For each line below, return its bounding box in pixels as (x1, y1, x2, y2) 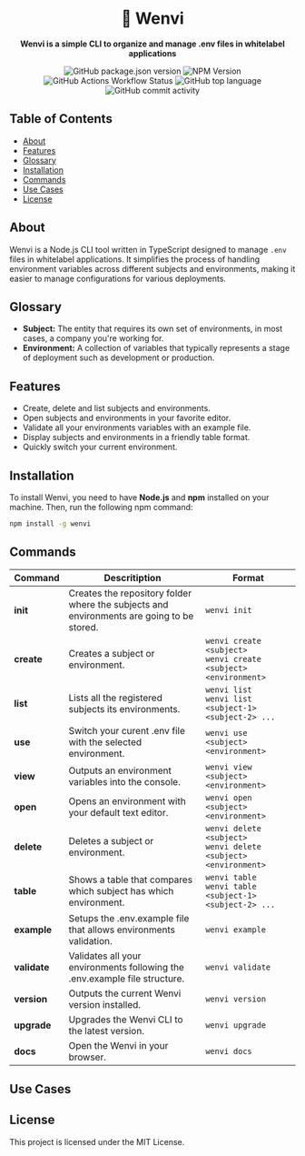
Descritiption (103, 571, 162, 584)
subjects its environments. (68, 702, 181, 715)
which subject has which (68, 884, 174, 897)
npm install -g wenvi (9, 519, 92, 528)
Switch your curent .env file (68, 724, 186, 737)
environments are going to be (68, 609, 194, 622)
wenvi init (205, 605, 252, 615)
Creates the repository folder (68, 587, 192, 599)
